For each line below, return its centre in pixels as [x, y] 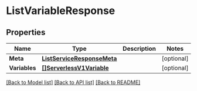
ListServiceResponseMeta [79, 58]
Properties [26, 32]
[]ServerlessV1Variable [76, 68]
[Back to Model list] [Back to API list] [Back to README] [73, 82]
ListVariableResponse [61, 11]
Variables [23, 68]
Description [140, 49]
